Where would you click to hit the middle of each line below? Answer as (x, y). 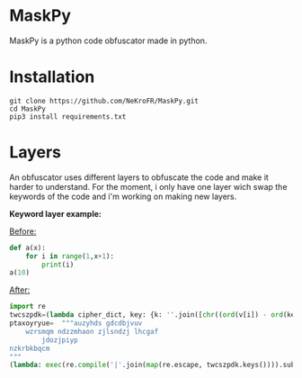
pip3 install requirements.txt (68, 117)
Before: (23, 231)
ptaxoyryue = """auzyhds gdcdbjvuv (76, 324)
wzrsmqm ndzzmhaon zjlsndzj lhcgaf (92, 331)
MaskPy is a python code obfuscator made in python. (108, 40)
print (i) (58, 265)
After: (20, 290)
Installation (52, 77)
